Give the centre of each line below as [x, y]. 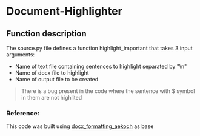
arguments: [21, 55]
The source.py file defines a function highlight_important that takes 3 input [99, 48]
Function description [46, 34]
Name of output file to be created [57, 79]
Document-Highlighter [64, 11]
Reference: [23, 113]
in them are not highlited [52, 97]
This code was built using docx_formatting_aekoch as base [80, 126]
